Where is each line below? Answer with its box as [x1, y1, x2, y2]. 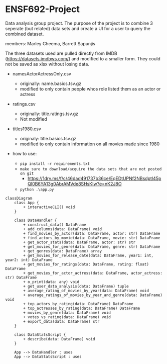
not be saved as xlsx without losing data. [5, 61, 89, 67]
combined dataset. [5, 31, 44, 37]
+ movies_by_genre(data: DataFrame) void [23, 310, 111, 315]
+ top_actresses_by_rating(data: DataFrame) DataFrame [23, 306, 140, 311]
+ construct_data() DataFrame [23, 222, 86, 227]
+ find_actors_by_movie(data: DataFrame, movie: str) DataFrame [23, 235, 160, 240]
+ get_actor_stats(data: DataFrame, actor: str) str [23, 240, 136, 245]
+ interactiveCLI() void [23, 205, 75, 210]
